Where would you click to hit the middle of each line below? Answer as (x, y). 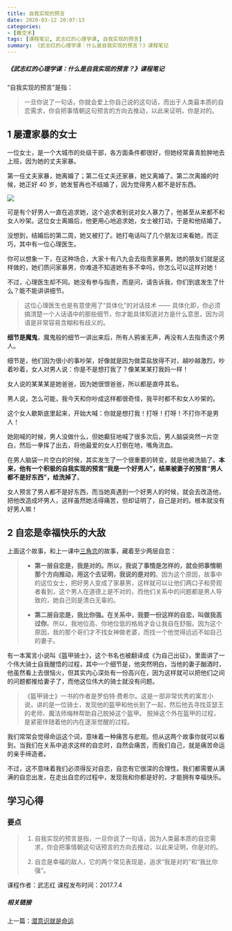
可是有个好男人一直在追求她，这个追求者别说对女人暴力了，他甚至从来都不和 (116, 212)
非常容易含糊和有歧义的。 (72, 323)
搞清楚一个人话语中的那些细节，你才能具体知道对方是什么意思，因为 (121, 314)
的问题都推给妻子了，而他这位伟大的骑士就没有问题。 (83, 681)
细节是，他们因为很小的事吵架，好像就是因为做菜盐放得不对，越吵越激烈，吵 (116, 361)
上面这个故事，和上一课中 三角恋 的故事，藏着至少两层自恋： (92, 550)
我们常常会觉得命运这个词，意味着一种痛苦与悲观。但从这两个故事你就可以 (113, 736)
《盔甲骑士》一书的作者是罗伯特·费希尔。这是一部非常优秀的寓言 (116, 695)
